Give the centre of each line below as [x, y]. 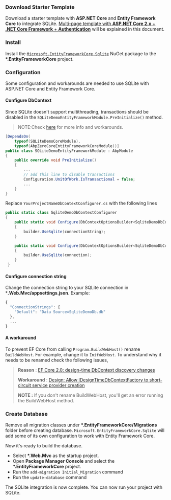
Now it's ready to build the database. [44, 446]
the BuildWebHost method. [46, 400]
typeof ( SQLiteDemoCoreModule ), [48, 141]
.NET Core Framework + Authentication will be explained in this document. [85, 29]
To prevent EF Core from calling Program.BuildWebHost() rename [73, 349]
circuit [24, 385]
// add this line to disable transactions [69, 175]
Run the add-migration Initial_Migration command [68, 472]
